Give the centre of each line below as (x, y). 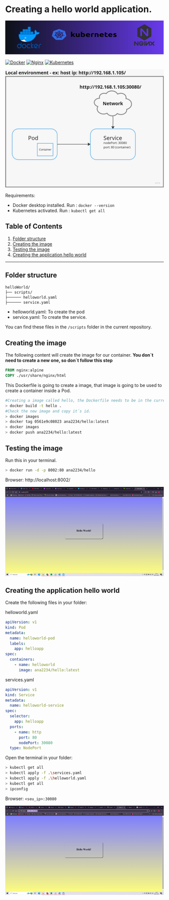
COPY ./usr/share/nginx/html (36, 376)
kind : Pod (16, 627)
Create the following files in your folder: (46, 603)
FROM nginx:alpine (24, 370)
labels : (18, 643)
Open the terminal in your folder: (39, 758)
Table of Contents (34, 226)
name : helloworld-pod (32, 638)
